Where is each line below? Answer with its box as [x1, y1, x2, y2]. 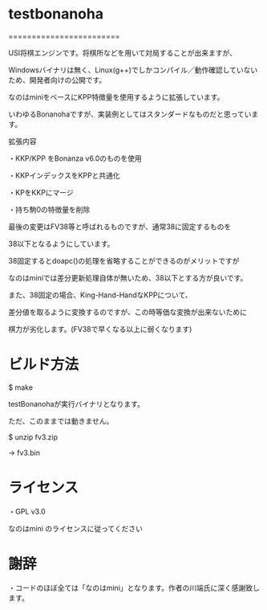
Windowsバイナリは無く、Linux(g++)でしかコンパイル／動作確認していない [8, 65, 258, 75]
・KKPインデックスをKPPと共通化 [8, 170, 120, 180]
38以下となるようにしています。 [8, 239, 115, 248]
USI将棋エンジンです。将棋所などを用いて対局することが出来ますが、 [8, 47, 237, 57]
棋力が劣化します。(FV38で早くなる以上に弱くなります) [8, 324, 192, 334]
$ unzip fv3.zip [8, 432, 59, 442]
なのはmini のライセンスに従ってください [8, 523, 143, 533]
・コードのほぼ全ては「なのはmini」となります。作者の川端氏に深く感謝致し [8, 583, 261, 592]
